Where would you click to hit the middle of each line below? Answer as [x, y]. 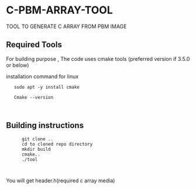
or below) [18, 65]
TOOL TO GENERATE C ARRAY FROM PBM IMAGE [66, 26]
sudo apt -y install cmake [47, 87]
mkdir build [36, 149]
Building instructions [45, 125]
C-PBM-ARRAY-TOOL [59, 10]
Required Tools [34, 45]
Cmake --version [34, 97]
